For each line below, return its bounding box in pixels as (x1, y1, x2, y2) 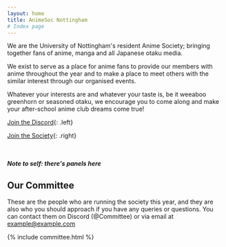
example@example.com (7, 219, 76, 228)
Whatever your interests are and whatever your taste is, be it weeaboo (7, 90, 207, 98)
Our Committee (7, 180, 74, 191)
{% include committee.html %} (7, 233, 94, 241)
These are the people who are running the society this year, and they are (7, 197, 214, 206)
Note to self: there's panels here (7, 160, 101, 168)
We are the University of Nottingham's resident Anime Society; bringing (7, 42, 210, 50)
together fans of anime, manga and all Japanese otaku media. (7, 49, 183, 57)
